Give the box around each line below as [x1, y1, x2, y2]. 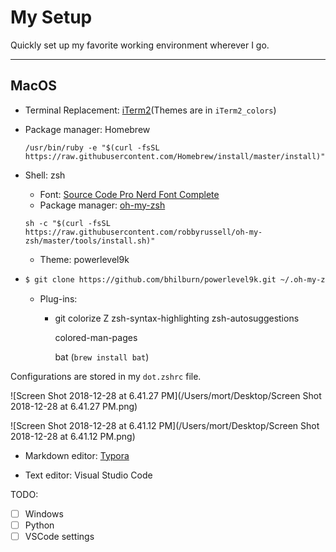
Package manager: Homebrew [24, 123, 151, 135]
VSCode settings [24, 530, 95, 542]
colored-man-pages [54, 331, 138, 343]
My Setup [10, 6, 93, 29]
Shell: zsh [24, 169, 66, 181]
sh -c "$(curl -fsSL [24, 218, 111, 228]
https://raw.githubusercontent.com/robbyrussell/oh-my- [24, 227, 263, 237]
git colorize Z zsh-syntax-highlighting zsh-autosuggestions [54, 312, 300, 324]
